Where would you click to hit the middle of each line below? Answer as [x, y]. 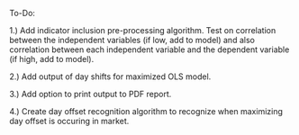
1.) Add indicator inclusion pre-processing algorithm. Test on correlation [143, 30]
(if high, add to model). [52, 59]
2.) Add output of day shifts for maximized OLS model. [110, 76]
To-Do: [23, 13]
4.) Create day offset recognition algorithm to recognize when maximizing [146, 111]
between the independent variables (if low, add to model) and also [132, 40]
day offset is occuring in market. [69, 121]
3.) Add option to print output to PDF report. [91, 94]
